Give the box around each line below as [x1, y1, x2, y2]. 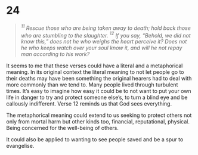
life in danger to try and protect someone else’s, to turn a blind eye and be [6, 94, 188, 101]
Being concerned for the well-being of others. [6, 125, 119, 132]
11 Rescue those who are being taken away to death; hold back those [20, 23, 191, 32]
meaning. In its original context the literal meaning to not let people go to [6, 69, 184, 76]
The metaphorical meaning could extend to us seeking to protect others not [6, 111, 192, 119]
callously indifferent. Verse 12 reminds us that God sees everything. [6, 100, 172, 107]
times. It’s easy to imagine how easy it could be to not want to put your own [6, 88, 192, 95]
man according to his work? [20, 51, 90, 58]
